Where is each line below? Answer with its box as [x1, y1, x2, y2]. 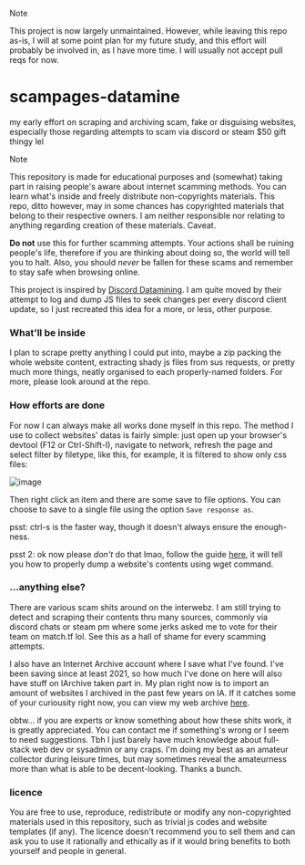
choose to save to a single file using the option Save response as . [9, 504, 254, 515]
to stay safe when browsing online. [9, 266, 141, 277]
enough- [254, 521, 288, 532]
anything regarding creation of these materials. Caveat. [9, 219, 217, 231]
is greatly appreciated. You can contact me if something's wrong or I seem [9, 724, 290, 735]
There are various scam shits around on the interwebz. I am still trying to [9, 601, 281, 612]
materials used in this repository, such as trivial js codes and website [9, 817, 268, 828]
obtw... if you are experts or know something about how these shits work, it [9, 714, 292, 725]
